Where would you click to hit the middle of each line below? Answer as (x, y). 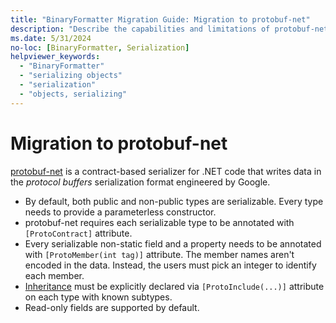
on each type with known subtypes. (98, 297)
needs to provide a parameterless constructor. (120, 212)
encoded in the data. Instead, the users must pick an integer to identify (170, 265)
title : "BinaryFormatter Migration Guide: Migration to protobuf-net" (160, 19)
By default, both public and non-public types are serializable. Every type (174, 201)
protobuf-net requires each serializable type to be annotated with (159, 222)
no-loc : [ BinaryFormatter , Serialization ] (100, 47)
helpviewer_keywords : (55, 57)
